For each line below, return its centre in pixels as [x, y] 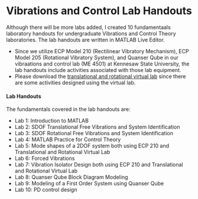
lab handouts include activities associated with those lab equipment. [98, 70]
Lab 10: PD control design [46, 190]
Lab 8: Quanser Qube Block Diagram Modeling [71, 177]
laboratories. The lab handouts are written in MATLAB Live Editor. [85, 40]
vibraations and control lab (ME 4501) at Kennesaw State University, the [102, 64]
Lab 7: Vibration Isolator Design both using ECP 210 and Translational [99, 165]
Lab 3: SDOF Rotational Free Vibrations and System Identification [94, 133]
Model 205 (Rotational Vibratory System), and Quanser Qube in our [96, 57]
